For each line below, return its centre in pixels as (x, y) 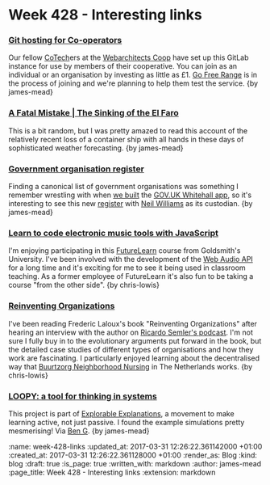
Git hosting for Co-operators (65, 40)
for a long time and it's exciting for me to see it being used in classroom (127, 268)
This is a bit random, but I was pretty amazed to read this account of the (128, 130)
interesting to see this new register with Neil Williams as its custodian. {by (131, 204)
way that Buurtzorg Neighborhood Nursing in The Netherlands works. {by (131, 366)
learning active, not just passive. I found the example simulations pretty (127, 422)
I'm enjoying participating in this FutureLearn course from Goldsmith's (125, 251)
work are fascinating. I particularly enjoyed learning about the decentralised (134, 358)
